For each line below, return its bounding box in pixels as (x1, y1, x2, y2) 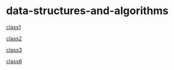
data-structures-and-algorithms (6, 4, 169, 18)
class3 (6, 46, 22, 54)
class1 (6, 24, 21, 31)
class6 (6, 58, 22, 65)
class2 (6, 35, 22, 42)
